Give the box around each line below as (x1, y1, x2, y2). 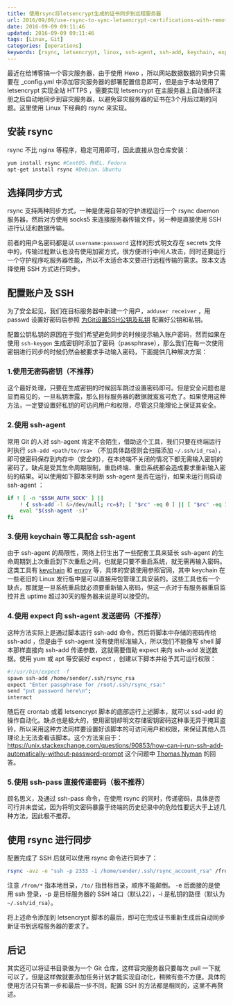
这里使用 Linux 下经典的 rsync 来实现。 (19, 103, 131, 112)
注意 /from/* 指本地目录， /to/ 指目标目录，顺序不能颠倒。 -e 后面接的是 (7, 881, 215, 890)
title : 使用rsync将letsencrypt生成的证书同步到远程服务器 (7, 10, 162, 17)
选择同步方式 (7, 187, 62, 199)
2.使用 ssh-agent (7, 420, 66, 430)
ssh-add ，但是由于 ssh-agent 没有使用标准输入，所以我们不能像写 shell (7, 637, 214, 645)
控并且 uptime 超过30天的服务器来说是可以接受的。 (7, 592, 154, 601)
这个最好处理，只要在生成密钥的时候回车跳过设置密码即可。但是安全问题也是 (7, 383, 226, 392)
